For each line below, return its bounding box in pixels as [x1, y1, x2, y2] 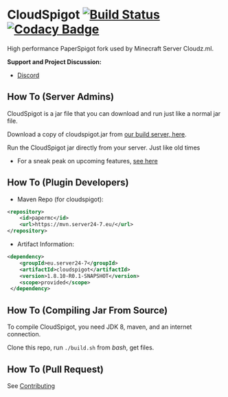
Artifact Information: [16, 240, 74, 248]
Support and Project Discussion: [7, 57, 102, 65]
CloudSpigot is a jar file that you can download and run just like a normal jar [7, 109, 221, 117]
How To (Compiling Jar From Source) [7, 304, 168, 316]
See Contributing [7, 381, 56, 389]
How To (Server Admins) [7, 91, 115, 103]
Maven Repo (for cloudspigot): [16, 195, 104, 203]
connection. [7, 330, 41, 338]
